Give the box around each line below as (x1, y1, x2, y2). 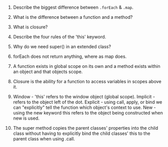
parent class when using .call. (13, 136, 75, 141)
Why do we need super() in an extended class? (13, 44, 111, 50)
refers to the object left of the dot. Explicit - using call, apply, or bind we (13, 99, 162, 105)
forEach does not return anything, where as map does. (13, 53, 127, 59)
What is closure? (13, 24, 48, 30)
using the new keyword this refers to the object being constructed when (13, 110, 163, 116)
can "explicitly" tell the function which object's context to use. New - (13, 104, 156, 111)
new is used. (13, 115, 40, 121)
